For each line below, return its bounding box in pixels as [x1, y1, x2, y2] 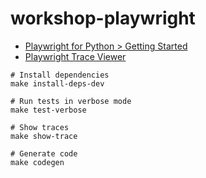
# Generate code [10, 148, 78, 159]
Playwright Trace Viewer [24, 50, 127, 62]
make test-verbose [10, 105, 87, 115]
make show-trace [10, 131, 78, 141]
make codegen [10, 157, 65, 167]
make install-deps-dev [10, 78, 105, 89]
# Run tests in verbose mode [10, 96, 132, 106]
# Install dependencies [10, 70, 110, 80]
